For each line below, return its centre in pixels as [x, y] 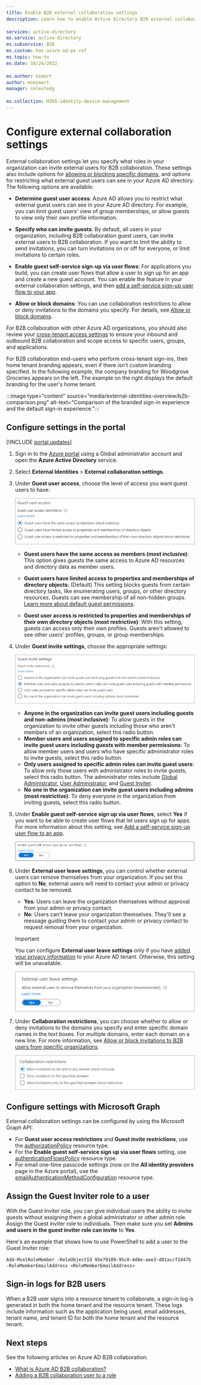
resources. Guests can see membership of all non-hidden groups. [105, 598]
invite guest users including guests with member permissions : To [107, 745]
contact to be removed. [44, 890]
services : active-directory [41, 32]
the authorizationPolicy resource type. [62, 1146]
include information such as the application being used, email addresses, [96, 1311]
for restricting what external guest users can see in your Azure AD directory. [100, 180]
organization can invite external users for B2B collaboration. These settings [99, 168]
